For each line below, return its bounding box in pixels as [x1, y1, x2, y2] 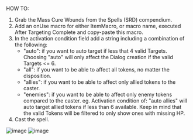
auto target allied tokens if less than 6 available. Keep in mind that [23, 104, 182, 110]
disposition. [23, 73, 51, 79]
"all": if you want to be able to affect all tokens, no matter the [23, 66, 170, 73]
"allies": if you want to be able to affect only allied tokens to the [23, 78, 176, 86]
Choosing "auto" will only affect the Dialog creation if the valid [23, 54, 174, 60]
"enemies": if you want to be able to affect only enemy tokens [23, 91, 173, 98]
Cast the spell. [14, 116, 50, 122]
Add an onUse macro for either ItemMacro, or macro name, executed [14, 23, 181, 29]
